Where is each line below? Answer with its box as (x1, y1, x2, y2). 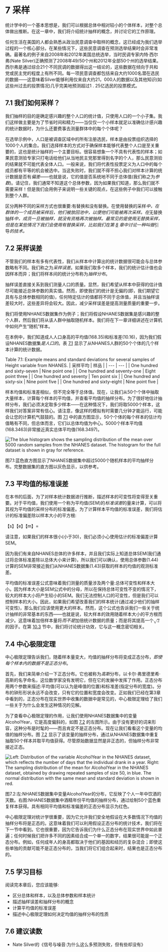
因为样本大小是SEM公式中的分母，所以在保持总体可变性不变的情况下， (13, 586, 159, 592)
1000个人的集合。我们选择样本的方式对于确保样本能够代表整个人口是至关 (5, 142, 156, 148)
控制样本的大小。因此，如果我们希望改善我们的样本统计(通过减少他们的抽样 (5, 598, 160, 605)
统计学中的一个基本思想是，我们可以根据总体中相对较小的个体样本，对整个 (5, 22, 158, 28)
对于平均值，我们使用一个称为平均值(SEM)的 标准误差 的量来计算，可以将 (13, 500, 162, 506)
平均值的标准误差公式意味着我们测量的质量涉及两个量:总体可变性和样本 (5, 580, 151, 586)
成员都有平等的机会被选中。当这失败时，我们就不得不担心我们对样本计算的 (5, 167, 158, 173)
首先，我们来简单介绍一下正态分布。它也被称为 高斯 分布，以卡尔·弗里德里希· (5, 671, 161, 677)
